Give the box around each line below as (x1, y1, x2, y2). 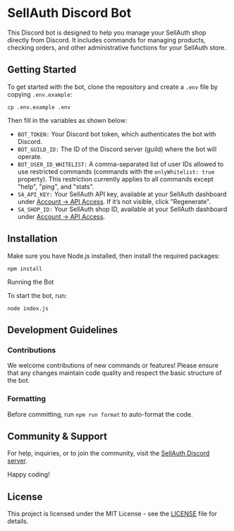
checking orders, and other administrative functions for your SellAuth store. (7, 43, 227, 52)
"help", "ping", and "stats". (17, 182, 94, 191)
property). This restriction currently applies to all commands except (17, 174, 214, 183)
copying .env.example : (7, 90, 73, 98)
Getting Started (7, 64, 77, 76)
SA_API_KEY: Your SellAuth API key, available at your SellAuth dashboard (17, 189, 227, 198)
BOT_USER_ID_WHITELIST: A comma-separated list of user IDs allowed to (17, 160, 224, 168)
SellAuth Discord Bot (7, 5, 132, 21)
